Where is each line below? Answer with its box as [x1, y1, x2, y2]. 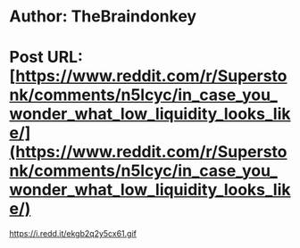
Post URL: [9, 47, 83, 68]
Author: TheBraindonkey [9, 6, 197, 27]
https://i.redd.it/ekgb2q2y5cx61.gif [9, 228, 137, 239]
